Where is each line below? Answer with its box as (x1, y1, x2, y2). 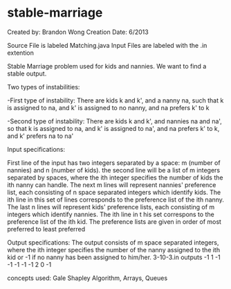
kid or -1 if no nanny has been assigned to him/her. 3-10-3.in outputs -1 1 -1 (7, 253, 221, 261)
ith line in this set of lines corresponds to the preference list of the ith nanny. (7, 195, 225, 204)
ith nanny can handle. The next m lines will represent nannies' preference (7, 180, 216, 189)
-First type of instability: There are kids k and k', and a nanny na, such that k (7, 96, 224, 105)
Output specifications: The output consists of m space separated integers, (7, 238, 219, 247)
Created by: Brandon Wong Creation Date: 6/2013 (7, 28, 149, 36)
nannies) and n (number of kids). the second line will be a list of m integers (7, 166, 220, 174)
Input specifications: (7, 145, 66, 153)
